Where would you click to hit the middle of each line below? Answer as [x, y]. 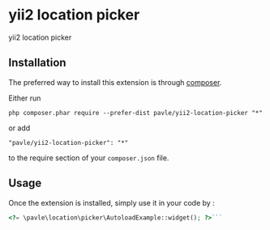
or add [19, 128]
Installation [37, 63]
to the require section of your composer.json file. [89, 158]
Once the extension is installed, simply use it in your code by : [111, 202]
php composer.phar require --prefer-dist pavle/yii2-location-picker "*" [136, 113]
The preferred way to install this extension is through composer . [115, 82]
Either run [25, 98]
